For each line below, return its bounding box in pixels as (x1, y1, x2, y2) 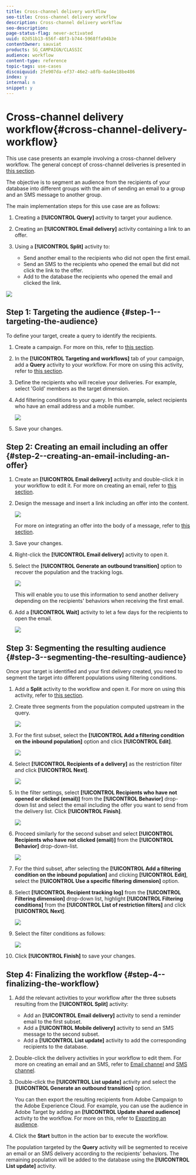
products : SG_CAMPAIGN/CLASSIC (6, 47, 83, 53)
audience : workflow (6, 52, 54, 58)
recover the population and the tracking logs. (14, 569, 124, 576)
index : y (6, 74, 28, 80)
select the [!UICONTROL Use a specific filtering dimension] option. (14, 878, 180, 885)
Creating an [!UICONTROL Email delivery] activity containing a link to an (14, 225, 191, 232)
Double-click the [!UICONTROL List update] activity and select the (14, 1079, 176, 1086)
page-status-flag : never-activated (6, 31, 93, 36)
